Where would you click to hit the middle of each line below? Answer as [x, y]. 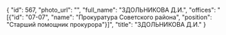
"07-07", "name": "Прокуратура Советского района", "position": [119, 17]
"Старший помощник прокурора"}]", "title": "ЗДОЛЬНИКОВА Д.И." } [106, 24]
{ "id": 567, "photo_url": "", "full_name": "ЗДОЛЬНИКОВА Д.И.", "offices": [111, 10]
